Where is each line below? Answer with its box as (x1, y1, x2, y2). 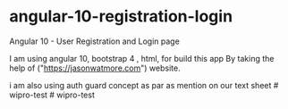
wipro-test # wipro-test (9, 89, 96, 100)
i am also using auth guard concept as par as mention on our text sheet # (9, 80, 279, 90)
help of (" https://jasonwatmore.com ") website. (9, 63, 181, 73)
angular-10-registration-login (9, 6, 233, 27)
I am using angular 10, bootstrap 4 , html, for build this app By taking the (9, 53, 275, 63)
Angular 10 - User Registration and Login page (9, 36, 181, 46)
